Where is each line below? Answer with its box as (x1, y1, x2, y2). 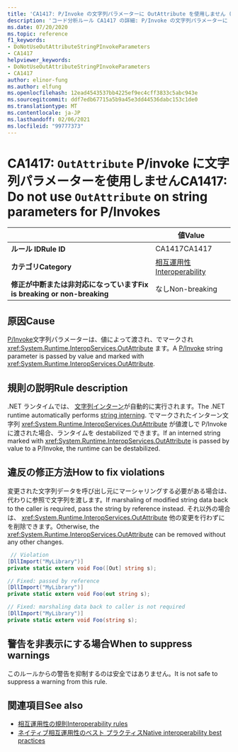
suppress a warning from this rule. (7, 677, 108, 685)
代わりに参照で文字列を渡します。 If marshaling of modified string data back (7, 495, 229, 504)
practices (17, 736, 46, 745)
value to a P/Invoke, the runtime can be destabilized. (7, 444, 161, 453)
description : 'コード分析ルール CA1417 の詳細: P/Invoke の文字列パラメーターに (7, 17, 228, 24)
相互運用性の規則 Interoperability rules (17, 719, 128, 728)
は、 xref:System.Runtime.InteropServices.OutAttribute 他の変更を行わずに (7, 513, 225, 521)
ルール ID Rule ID (11, 244, 66, 254)
